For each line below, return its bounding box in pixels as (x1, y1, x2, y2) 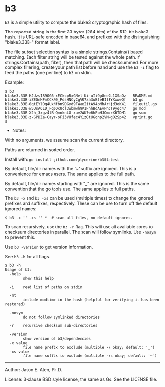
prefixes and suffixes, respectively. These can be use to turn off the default (5, 200, 158, 206)
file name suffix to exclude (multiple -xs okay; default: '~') (23, 353, 157, 358)
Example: (5, 79, 24, 85)
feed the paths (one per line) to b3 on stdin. (5, 69, 92, 75)
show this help (23, 276, 54, 281)
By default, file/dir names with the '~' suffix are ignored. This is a (5, 165, 136, 171)
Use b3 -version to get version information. (5, 244, 93, 250)
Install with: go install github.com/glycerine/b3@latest (5, 156, 119, 162)
